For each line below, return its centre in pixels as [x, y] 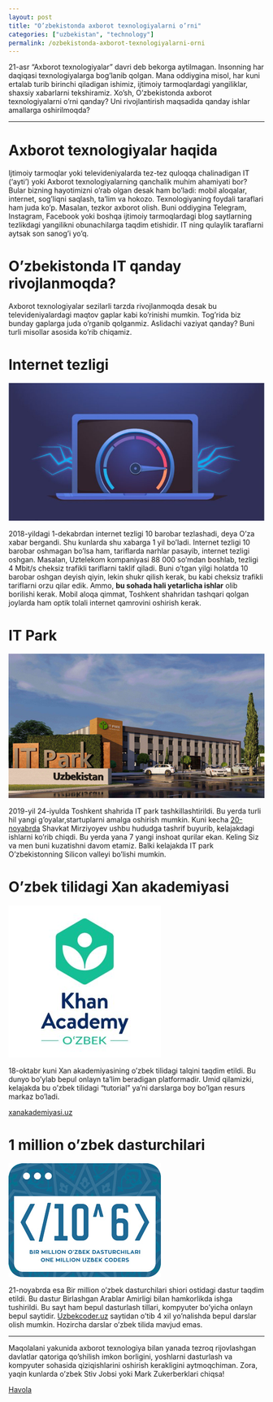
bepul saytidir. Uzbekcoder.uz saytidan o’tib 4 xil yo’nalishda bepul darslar [133, 1316]
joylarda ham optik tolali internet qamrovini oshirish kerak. [105, 603]
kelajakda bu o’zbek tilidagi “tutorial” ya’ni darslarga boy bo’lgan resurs [127, 1087]
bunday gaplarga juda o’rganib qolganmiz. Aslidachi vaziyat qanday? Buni [132, 323]
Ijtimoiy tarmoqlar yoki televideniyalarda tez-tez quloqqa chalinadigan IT [129, 173]
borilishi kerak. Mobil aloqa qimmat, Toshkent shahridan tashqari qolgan [129, 594]
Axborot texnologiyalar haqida [113, 151]
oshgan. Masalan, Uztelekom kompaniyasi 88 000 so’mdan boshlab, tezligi [133, 560]
